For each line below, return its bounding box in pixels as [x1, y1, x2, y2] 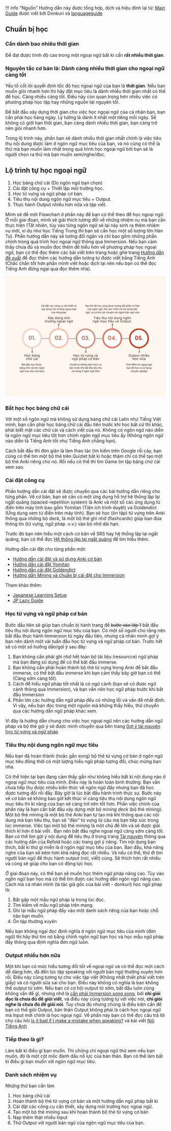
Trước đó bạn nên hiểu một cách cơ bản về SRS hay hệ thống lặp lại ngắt [5, 531, 158, 537]
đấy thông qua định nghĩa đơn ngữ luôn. [5, 939, 89, 945]
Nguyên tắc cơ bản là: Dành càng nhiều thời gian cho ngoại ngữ [5, 64, 165, 72]
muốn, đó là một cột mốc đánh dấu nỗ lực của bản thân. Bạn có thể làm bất [5, 1053, 163, 1059]
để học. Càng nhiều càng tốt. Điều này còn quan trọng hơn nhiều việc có [5, 93, 158, 100]
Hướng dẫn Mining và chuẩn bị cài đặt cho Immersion [12, 572, 125, 578]
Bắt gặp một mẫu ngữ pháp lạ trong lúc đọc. [12, 897, 105, 903]
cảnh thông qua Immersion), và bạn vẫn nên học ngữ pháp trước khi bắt [12, 686, 164, 692]
